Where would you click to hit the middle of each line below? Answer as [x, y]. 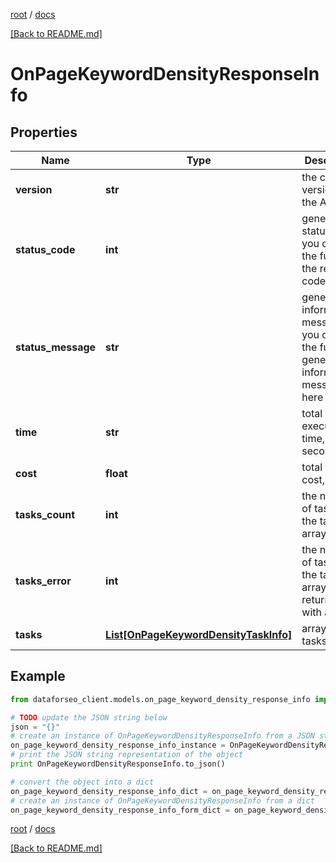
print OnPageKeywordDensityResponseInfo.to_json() [118, 764]
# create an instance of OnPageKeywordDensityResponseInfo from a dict [162, 800]
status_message [56, 347]
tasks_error [43, 581]
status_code [45, 249]
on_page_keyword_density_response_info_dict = [109, 791]
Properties [44, 132]
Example [38, 676]
